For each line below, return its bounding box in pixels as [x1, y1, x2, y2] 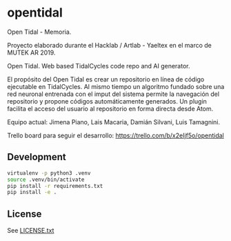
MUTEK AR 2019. [7, 48, 56, 57]
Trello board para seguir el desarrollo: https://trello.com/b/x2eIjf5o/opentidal [7, 131, 224, 139]
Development [7, 151, 67, 163]
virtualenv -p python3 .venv [7, 169, 91, 177]
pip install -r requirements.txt [7, 182, 103, 189]
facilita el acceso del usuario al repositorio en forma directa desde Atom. [7, 104, 214, 113]
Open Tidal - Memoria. [7, 28, 72, 36]
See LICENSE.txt [7, 226, 54, 235]
